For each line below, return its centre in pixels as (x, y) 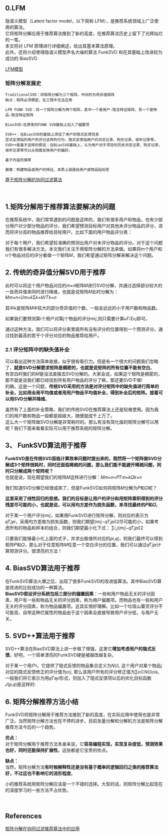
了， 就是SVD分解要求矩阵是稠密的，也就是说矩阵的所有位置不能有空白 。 (80, 368)
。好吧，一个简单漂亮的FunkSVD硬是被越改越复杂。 (63, 655)
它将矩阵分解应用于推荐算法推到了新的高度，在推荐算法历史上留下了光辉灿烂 (84, 33)
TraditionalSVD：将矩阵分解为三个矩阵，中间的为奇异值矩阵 (60, 95)
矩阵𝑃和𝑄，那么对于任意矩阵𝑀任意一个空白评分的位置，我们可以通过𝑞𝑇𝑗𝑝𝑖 (81, 545)
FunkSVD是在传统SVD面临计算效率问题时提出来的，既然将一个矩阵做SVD (81, 458)
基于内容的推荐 (18, 160)
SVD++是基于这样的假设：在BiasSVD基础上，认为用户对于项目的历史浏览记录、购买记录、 (84, 145)
